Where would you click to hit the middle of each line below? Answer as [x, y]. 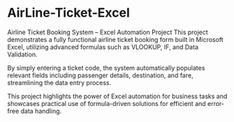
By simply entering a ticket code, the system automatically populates [106, 68]
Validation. [22, 54]
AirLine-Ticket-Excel [69, 13]
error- [216, 103]
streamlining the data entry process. [59, 82]
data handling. [41, 111]
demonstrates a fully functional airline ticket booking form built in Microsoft [115, 39]
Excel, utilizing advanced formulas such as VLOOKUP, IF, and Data [103, 47]
